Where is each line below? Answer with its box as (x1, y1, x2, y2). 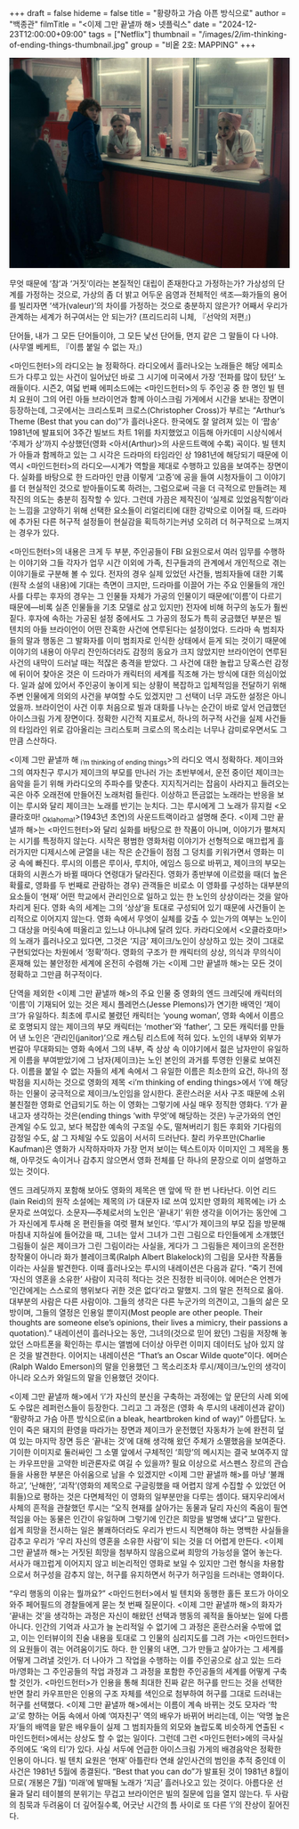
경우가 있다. (18, 528, 60, 538)
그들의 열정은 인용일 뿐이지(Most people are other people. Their (35, 1307, 263, 1317)
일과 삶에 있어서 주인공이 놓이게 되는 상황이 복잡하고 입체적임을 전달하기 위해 (20, 680, 287, 690)
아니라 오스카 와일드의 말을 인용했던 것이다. (9, 1372, 159, 1382)
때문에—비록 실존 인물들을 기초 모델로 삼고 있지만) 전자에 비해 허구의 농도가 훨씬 (9, 602, 288, 612)
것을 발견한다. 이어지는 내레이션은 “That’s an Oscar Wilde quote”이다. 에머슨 (18, 1349, 288, 1360)
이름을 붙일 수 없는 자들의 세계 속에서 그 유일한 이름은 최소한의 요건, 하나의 (20, 1065, 279, 1076)
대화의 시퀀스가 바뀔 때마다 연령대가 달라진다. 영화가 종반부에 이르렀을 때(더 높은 (9, 869, 287, 879)
